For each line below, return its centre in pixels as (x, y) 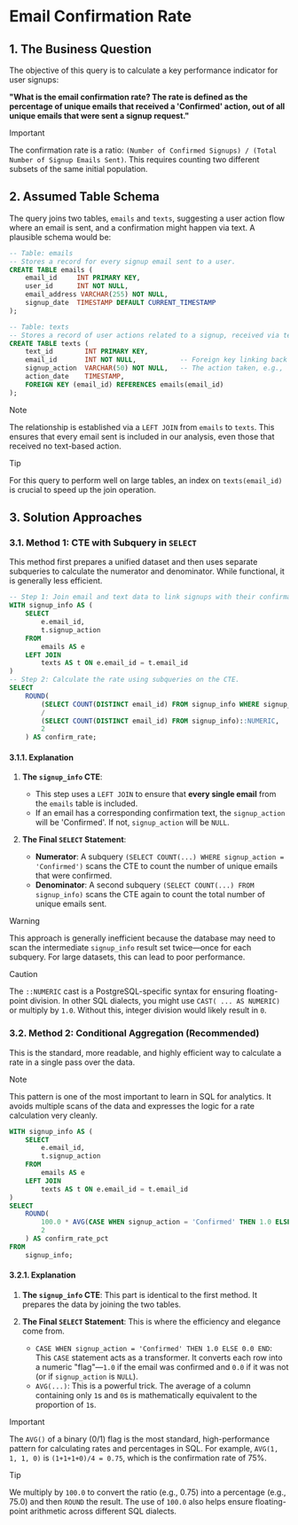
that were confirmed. (74, 876)
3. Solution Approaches (76, 517)
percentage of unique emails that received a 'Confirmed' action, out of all (147, 106)
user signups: (34, 80)
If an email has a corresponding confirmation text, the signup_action (160, 813)
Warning (24, 921)
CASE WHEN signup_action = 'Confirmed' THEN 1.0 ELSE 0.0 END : (154, 1348)
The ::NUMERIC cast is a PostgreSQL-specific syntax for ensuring (127, 991)
